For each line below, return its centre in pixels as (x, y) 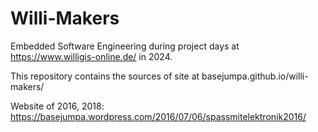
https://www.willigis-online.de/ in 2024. (91, 56)
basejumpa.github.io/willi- (255, 76)
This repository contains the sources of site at (105, 76)
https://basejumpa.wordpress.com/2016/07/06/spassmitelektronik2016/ (158, 116)
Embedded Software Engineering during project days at (125, 46)
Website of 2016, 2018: (57, 106)
